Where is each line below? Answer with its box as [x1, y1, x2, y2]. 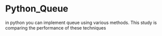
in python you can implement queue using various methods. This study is [5, 19, 157, 25]
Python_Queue [5, 3, 69, 14]
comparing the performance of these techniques [5, 24, 107, 30]
